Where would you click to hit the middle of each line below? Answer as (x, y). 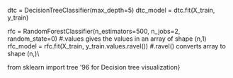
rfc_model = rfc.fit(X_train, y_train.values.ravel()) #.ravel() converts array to (117, 46)
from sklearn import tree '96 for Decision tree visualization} (94, 67)
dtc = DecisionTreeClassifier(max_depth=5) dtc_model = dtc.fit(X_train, (111, 10)
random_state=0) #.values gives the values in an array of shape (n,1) (107, 39)
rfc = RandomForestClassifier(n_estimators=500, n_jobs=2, (94, 31)
